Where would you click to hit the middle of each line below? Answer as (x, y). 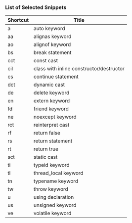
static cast (46, 157)
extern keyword (52, 101)
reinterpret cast (52, 125)
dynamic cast (49, 85)
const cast (46, 61)
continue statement (56, 77)
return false (47, 133)
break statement (53, 52)
